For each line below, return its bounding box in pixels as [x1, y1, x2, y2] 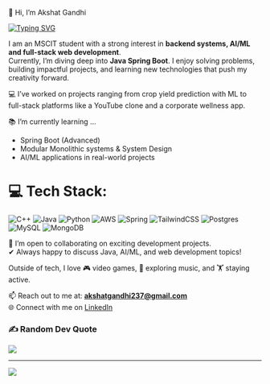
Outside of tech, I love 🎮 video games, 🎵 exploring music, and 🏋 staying [8, 262, 251, 273]
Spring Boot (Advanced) [19, 135, 100, 145]
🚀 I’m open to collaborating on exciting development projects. [8, 238, 211, 248]
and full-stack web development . [8, 47, 122, 56]
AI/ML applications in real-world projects [19, 153, 155, 162]
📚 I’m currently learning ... [8, 117, 96, 126]
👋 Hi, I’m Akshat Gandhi [8, 8, 87, 17]
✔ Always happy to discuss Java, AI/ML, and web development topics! [8, 246, 242, 257]
